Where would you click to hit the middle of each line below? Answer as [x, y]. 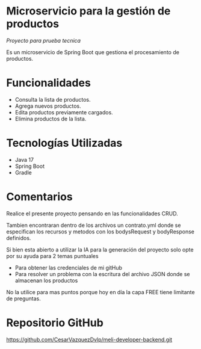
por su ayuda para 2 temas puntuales [52, 256]
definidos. [19, 238]
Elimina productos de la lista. [51, 119]
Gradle [23, 172]
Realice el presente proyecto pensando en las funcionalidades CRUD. [92, 213]
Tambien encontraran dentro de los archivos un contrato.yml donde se [94, 225]
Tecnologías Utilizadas [64, 143]
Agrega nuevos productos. [48, 106]
